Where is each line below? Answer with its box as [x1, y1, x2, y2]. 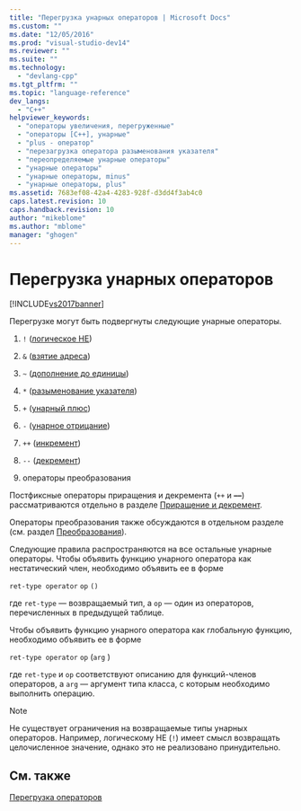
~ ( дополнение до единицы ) [22, 368, 129, 379]
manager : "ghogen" [9, 230, 78, 239]
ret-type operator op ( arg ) [9, 652, 111, 663]
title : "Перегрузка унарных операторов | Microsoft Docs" [9, 13, 231, 22]
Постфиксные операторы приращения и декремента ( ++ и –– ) [9, 490, 245, 501]
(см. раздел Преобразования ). [9, 526, 128, 537]
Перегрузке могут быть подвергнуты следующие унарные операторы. [9, 316, 282, 327]
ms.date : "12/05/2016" [9, 30, 94, 39]
